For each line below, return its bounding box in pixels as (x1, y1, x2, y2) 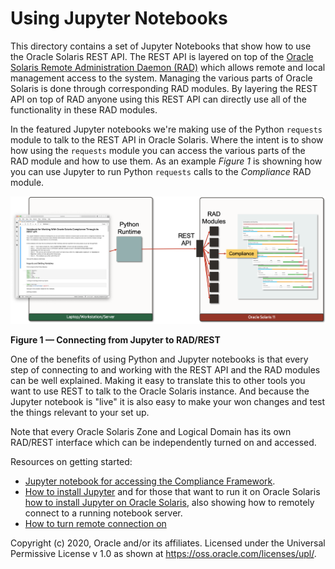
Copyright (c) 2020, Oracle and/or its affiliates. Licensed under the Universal (10, 537, 326, 549)
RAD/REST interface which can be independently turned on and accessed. (10, 437, 317, 449)
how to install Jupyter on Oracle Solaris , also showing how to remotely (24, 497, 315, 509)
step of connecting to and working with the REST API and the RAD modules (10, 364, 321, 376)
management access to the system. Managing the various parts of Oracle (10, 72, 313, 84)
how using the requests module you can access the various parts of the (10, 144, 306, 156)
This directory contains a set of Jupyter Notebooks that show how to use (10, 40, 312, 52)
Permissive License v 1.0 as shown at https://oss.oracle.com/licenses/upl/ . (10, 548, 317, 560)
